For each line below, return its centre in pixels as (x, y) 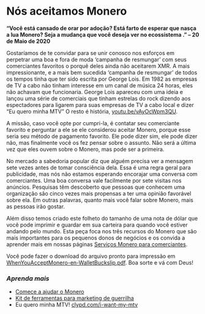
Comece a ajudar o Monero (50, 292)
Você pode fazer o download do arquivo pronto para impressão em (91, 256)
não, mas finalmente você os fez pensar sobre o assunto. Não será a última (101, 142)
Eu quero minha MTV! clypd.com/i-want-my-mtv (76, 305)
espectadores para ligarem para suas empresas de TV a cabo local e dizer (100, 104)
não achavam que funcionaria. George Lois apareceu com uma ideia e (95, 92)
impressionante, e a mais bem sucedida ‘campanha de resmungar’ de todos (102, 72)
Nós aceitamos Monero (67, 11)
